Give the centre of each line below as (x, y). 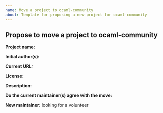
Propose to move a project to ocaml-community (81, 35)
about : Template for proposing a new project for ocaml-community (76, 15)
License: (14, 76)
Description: (18, 86)
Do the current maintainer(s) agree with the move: (59, 95)
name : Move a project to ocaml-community (49, 10)
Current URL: (19, 66)
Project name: (20, 47)
